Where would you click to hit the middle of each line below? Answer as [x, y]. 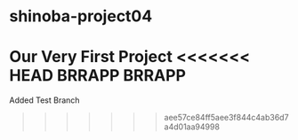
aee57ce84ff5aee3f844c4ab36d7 [226, 118]
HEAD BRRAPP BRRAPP [98, 76]
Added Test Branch [44, 100]
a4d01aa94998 [192, 127]
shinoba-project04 [81, 16]
